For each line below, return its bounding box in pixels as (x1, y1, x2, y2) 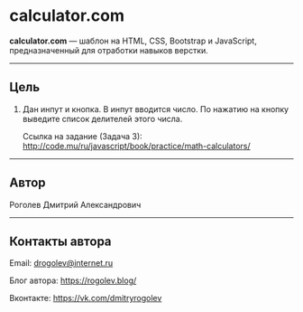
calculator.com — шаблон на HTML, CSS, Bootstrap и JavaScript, (9, 35, 257, 46)
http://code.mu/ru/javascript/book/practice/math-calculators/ (22, 140, 251, 151)
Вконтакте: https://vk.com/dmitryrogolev (9, 293, 162, 304)
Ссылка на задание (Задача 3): (22, 130, 142, 141)
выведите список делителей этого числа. (22, 113, 183, 124)
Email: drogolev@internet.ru (9, 258, 114, 269)
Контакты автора (9, 233, 112, 249)
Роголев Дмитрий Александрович (9, 199, 142, 210)
